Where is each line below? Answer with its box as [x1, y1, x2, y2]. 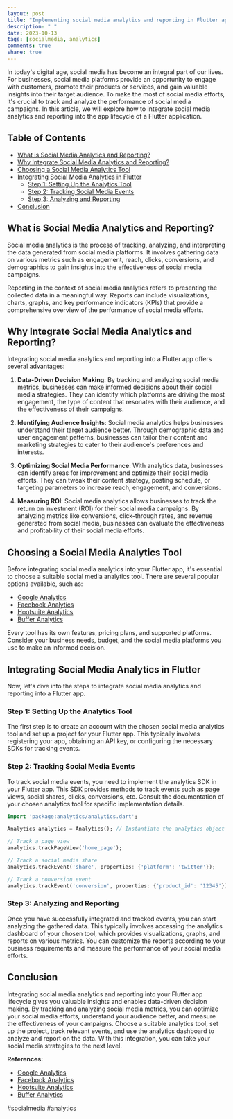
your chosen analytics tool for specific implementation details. [7, 799, 185, 808]
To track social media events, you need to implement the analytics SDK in [7, 777, 217, 786]
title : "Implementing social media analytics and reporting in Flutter [7, 17, 218, 24]
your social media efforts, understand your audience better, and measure [7, 1012, 216, 1020]
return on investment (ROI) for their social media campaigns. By [17, 504, 200, 513]
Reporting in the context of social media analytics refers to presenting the [7, 284, 217, 292]
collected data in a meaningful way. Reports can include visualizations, [7, 290, 209, 299]
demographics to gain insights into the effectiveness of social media [7, 263, 202, 271]
